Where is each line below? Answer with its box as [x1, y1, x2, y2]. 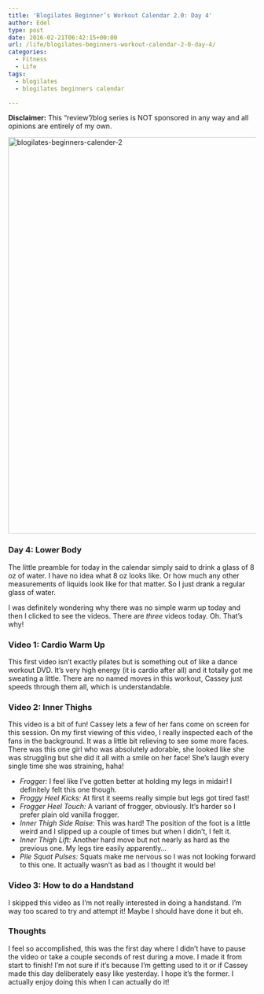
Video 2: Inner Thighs [8, 701, 93, 712]
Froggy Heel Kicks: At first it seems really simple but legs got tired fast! [19, 793, 250, 803]
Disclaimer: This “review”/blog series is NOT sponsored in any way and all [8, 113, 249, 123]
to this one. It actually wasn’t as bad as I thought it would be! [19, 860, 216, 870]
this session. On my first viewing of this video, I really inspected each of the [8, 728, 254, 737]
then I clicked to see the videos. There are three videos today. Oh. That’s [8, 611, 244, 620]
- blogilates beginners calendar [15, 84, 125, 93]
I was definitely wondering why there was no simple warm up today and [8, 603, 241, 612]
